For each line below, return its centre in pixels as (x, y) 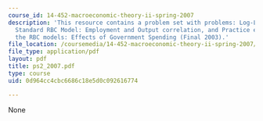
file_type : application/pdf (54, 52)
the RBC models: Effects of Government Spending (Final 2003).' (122, 37)
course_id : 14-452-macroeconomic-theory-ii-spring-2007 (101, 15)
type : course (29, 73)
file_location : (33, 44)
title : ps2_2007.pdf (42, 66)
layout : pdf (27, 59)
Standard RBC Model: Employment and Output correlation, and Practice (133, 30)
